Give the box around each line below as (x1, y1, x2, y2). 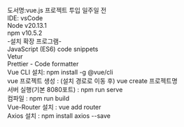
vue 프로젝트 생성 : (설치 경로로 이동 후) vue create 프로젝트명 (7, 77, 178, 85)
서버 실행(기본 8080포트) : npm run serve (7, 86, 123, 94)
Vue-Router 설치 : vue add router (7, 103, 101, 111)
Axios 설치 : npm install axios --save (7, 112, 111, 120)
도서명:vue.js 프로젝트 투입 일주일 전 (7, 6, 107, 14)
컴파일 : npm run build (7, 94, 70, 103)
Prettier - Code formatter (7, 60, 79, 68)
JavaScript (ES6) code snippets (7, 45, 99, 53)
